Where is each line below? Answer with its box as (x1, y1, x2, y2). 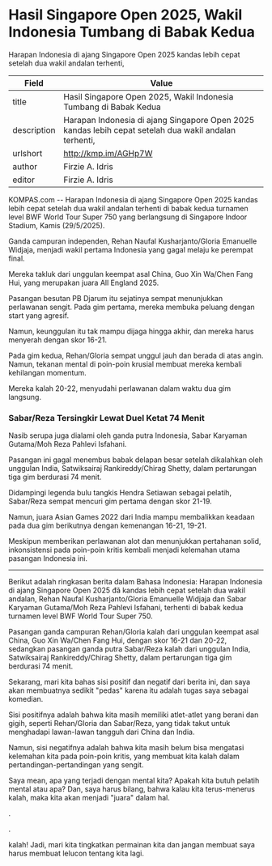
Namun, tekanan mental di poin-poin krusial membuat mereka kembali (8, 359, 243, 369)
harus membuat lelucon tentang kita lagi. (8, 848, 144, 859)
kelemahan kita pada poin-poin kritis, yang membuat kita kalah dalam (8, 751, 240, 762)
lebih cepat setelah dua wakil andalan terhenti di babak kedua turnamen (8, 203, 249, 213)
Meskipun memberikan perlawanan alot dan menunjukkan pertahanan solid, (8, 537, 261, 546)
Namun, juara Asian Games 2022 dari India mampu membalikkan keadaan (8, 512, 255, 522)
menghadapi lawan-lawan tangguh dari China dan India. (8, 727, 195, 737)
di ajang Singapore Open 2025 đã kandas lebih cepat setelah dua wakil (8, 585, 245, 596)
